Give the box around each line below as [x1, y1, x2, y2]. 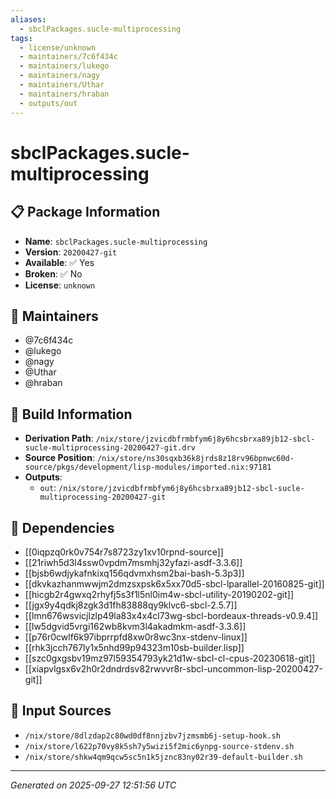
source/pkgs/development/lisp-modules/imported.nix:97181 [24, 462, 272, 473]
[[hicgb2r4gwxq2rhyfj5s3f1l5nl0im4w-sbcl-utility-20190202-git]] [24, 588, 295, 600]
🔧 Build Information [10, 406, 133, 423]
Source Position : [24, 452, 95, 464]
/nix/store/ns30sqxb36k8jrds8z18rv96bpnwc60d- [96, 454, 295, 464]
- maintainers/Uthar [19, 80, 105, 90]
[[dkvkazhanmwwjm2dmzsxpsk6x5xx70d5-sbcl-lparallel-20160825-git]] [24, 577, 325, 590]
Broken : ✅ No [24, 267, 83, 280]
